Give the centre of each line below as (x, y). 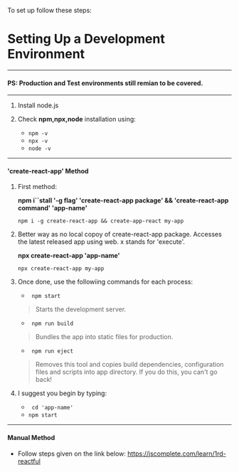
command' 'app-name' (52, 208)
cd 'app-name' (52, 408)
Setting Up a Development (86, 39)
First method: (37, 187)
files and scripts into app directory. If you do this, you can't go (127, 372)
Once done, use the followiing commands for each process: (105, 282)
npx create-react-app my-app (61, 269)
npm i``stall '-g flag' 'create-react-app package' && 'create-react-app (123, 200)
